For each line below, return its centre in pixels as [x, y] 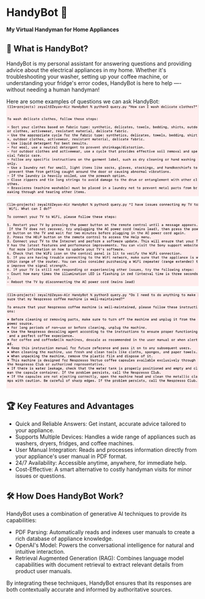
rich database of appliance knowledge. [64, 539]
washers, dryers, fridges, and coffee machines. [75, 443]
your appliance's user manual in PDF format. [71, 456]
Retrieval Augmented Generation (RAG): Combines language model [99, 558]
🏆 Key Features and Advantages [70, 406]
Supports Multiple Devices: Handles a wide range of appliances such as [106, 437]
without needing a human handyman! [53, 89]
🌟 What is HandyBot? [47, 49]
